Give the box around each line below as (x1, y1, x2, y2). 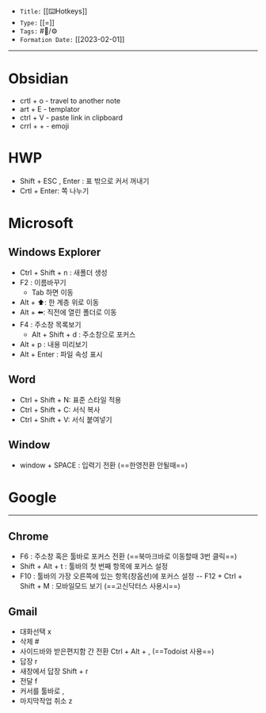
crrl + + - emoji (19, 121, 70, 131)
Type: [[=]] (19, 18, 55, 27)
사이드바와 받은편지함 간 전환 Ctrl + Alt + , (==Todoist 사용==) (19, 646, 215, 656)
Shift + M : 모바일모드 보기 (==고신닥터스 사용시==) (19, 581, 180, 591)
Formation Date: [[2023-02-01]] (19, 35, 125, 44)
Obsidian (8, 70, 69, 88)
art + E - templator (19, 104, 81, 113)
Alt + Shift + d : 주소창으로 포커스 (31, 330, 136, 339)
